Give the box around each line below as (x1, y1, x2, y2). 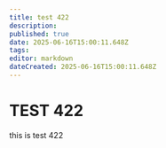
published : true (9, 29, 69, 38)
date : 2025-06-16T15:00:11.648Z (9, 37, 129, 47)
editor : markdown (9, 54, 74, 63)
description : (9, 21, 58, 30)
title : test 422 (9, 12, 69, 22)
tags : (9, 46, 29, 55)
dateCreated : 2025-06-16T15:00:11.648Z (9, 63, 157, 72)
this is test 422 (9, 129, 64, 140)
